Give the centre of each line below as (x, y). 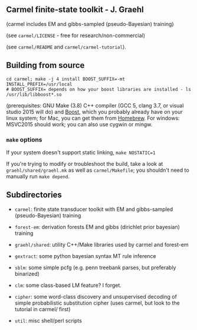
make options (24, 139)
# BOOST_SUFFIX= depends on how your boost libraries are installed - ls (99, 89)
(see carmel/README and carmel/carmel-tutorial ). (66, 47)
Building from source (45, 65)
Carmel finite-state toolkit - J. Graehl (75, 10)
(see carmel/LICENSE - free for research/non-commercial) (76, 35)
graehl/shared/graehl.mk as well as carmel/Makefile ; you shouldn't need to (98, 170)
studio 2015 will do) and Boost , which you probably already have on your (94, 112)
